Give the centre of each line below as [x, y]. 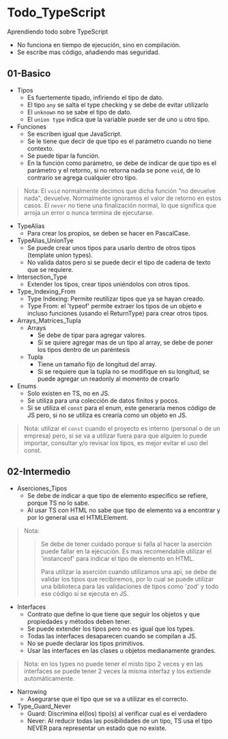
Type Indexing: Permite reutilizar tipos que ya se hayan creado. [116, 299]
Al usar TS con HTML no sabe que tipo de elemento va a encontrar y [124, 510]
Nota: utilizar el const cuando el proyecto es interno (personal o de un [122, 428]
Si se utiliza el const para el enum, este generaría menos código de [122, 408]
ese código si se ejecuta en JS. [85, 593]
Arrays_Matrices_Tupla [49, 321]
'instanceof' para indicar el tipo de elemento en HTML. [117, 558]
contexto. [41, 148]
